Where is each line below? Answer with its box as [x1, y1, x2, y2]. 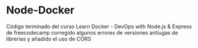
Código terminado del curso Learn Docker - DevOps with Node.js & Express [6, 23, 192, 30]
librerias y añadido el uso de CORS [6, 35, 92, 42]
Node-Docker [6, 4, 75, 17]
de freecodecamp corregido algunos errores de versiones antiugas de [6, 29, 178, 36]
